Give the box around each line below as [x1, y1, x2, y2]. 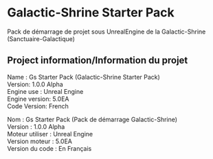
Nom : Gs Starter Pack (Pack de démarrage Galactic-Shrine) [7, 115, 177, 123]
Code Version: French [7, 101, 69, 110]
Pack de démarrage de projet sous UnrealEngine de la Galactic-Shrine [7, 27, 206, 36]
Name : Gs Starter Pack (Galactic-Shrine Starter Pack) [7, 73, 160, 81]
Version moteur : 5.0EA [7, 137, 72, 145]
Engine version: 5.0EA [7, 95, 69, 103]
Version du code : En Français [7, 144, 92, 152]
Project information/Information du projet [7, 55, 188, 66]
